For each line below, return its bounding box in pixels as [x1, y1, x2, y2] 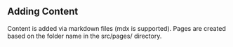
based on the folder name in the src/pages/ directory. [7, 32, 162, 40]
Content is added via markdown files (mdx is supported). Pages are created [7, 24, 226, 32]
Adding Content [7, 6, 79, 18]
